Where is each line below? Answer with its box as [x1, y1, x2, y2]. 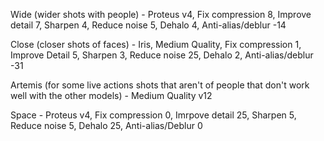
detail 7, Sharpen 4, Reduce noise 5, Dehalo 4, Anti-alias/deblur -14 [10, 19, 287, 31]
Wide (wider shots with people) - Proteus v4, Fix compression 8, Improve [10, 9, 312, 20]
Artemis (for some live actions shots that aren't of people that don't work [10, 79, 310, 91]
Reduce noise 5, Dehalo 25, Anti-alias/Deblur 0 [10, 120, 203, 131]
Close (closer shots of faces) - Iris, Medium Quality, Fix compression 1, [10, 39, 302, 50]
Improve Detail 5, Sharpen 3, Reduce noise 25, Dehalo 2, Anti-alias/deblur [10, 49, 314, 61]
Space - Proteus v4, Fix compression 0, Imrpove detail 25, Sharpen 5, [10, 109, 297, 121]
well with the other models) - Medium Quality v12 [10, 90, 213, 101]
